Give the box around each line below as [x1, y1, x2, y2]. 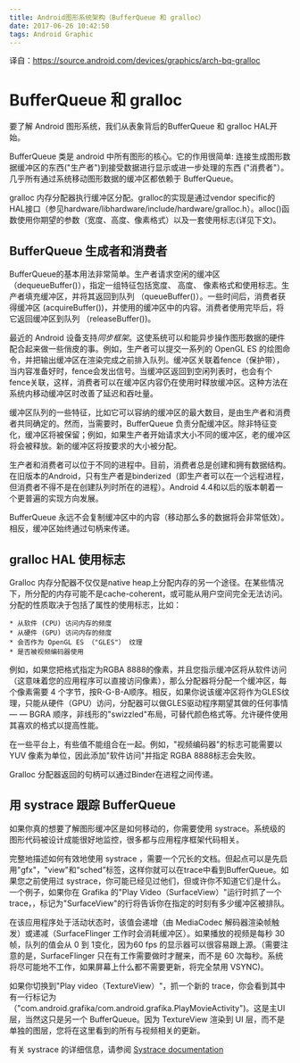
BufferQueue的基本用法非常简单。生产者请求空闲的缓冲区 [9, 269, 221, 279]
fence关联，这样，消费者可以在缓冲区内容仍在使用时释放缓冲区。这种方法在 [9, 377, 288, 388]
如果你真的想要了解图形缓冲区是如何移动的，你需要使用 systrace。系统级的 [9, 823, 286, 834]
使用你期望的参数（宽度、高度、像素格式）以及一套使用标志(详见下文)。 [16, 215, 281, 226]
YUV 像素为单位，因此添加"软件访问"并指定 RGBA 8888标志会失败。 [9, 750, 261, 760]
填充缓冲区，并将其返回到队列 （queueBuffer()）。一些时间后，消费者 [24, 291, 279, 302]
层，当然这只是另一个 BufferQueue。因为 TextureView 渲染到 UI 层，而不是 [9, 1014, 286, 1025]
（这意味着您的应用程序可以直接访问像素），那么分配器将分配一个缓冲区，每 [9, 675, 287, 685]
